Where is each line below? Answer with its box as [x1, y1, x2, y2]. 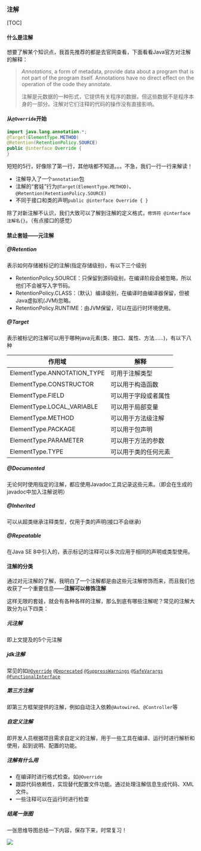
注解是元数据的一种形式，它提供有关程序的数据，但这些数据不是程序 [21, 93, 189, 100]
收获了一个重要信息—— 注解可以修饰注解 [7, 585, 106, 592]
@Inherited [7, 502, 35, 510]
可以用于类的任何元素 [110, 447, 171, 456]
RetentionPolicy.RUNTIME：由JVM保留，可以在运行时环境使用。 [15, 304, 174, 311]
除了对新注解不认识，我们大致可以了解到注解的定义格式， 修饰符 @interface [7, 210, 191, 217]
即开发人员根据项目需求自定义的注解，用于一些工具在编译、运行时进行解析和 [7, 734, 195, 741]
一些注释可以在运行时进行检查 [15, 795, 89, 802]
